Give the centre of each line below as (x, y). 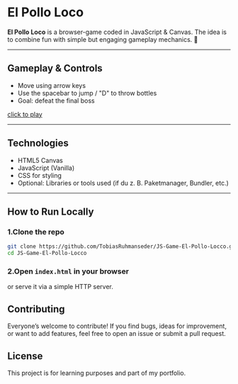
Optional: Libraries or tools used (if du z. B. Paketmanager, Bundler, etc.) (123, 183)
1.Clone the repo (36, 232)
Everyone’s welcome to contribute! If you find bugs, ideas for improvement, (117, 326)
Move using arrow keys (52, 85)
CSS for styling (40, 175)
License (25, 356)
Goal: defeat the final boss (56, 101)
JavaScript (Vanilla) (46, 168)
